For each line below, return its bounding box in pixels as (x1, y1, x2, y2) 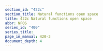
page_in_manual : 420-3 (5, 34, 51, 39)
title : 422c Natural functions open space (5, 16, 92, 21)
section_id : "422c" (5, 7, 44, 12)
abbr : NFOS (5, 20, 27, 26)
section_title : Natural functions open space (5, 12, 98, 17)
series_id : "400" (5, 25, 40, 30)
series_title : (5, 30, 34, 34)
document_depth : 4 (5, 39, 42, 44)
